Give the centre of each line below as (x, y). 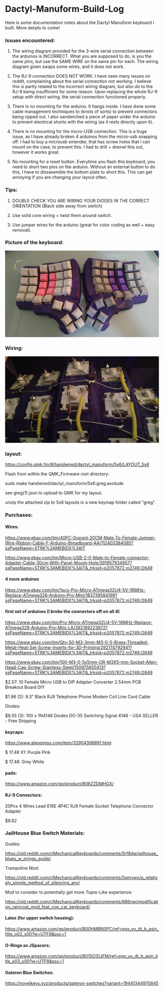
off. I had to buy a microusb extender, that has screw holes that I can (81, 142)
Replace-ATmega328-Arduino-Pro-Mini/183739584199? (61, 595)
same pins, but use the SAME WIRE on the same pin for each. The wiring (85, 62)
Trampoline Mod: (22, 868)
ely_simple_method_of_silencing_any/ (42, 882)
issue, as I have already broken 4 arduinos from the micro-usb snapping (85, 137)
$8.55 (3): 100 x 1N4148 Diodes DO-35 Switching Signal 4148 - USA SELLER (82, 715)
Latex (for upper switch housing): (40, 918)
